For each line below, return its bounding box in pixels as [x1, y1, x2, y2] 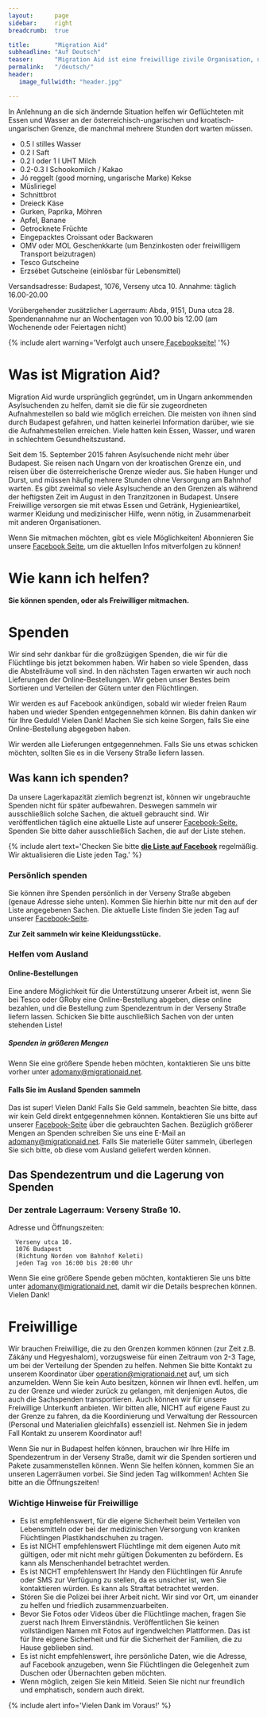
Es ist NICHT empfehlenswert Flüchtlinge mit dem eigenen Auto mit [19, 1541, 241, 1551]
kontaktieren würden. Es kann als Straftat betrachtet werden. [19, 1583, 219, 1593]
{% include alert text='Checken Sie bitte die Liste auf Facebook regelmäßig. [8, 842, 258, 851]
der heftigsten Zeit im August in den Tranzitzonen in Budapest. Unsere [8, 491, 239, 502]
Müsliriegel [19, 181, 56, 191]
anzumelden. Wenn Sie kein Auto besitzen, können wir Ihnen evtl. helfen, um [8, 1378, 259, 1387]
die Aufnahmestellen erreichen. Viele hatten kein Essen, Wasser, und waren [8, 425, 256, 435]
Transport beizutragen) [19, 248, 96, 259]
